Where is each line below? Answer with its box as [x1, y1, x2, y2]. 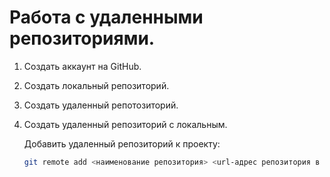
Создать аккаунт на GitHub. [23, 60, 142, 72]
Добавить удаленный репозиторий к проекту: [23, 137, 221, 150]
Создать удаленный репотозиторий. [23, 99, 179, 111]
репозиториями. [9, 27, 156, 50]
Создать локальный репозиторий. [23, 79, 170, 91]
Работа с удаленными [9, 6, 204, 29]
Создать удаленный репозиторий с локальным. [23, 118, 228, 130]
